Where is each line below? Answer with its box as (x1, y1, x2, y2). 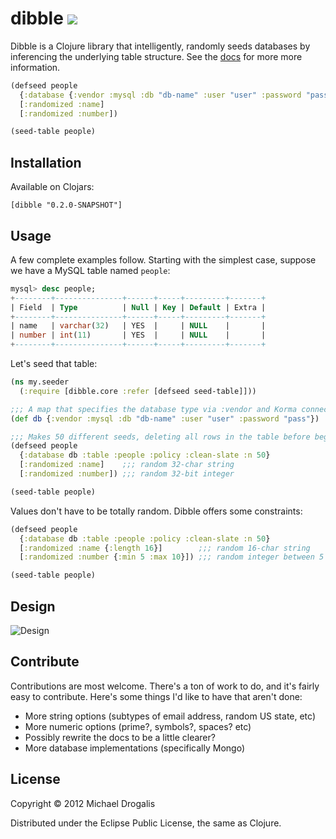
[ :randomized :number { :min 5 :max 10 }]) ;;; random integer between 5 (19, 552, 325, 562)
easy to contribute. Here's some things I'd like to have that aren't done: (10, 690, 303, 702)
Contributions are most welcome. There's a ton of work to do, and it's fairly (10, 680, 320, 692)
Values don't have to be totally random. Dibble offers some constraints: (10, 505, 303, 517)
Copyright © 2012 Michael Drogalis (10, 797, 156, 809)
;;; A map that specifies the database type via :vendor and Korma (10, 404, 298, 414)
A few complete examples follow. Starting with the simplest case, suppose (10, 253, 317, 266)
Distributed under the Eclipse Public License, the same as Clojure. (10, 817, 282, 829)
